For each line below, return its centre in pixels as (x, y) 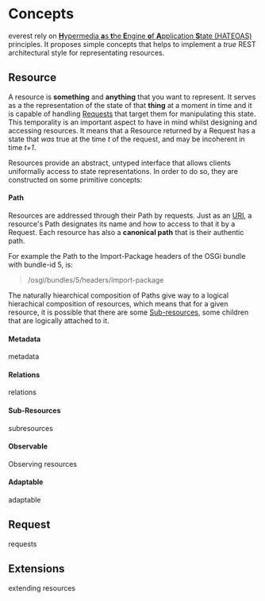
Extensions (36, 569)
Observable (28, 446)
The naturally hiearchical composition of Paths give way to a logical (118, 295)
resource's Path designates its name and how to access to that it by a (122, 224)
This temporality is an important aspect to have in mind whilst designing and (133, 122)
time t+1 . (22, 147)
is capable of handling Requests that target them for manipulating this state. (132, 114)
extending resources (42, 588)
